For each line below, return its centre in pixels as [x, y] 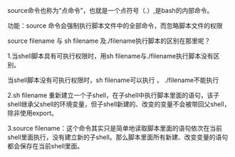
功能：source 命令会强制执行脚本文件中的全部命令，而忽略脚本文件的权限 [115, 26]
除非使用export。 [33, 113]
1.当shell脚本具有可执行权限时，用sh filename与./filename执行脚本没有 [110, 56]
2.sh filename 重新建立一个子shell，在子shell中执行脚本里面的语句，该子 [114, 95]
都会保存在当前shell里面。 [46, 146]
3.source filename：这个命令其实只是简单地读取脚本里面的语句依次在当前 [115, 128]
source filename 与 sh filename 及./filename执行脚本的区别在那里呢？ [109, 41]
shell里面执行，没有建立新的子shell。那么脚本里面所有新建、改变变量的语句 [118, 137]
